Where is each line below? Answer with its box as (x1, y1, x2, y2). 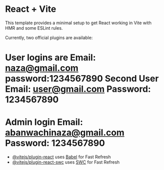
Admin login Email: (5, 117, 83, 128)
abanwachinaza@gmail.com (5, 127, 125, 138)
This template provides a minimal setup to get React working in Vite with (5, 20, 152, 26)
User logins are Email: (5, 52, 96, 63)
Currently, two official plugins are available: (5, 35, 93, 41)
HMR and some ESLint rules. (5, 25, 63, 31)
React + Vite (5, 3, 57, 15)
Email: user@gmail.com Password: (5, 84, 151, 95)
